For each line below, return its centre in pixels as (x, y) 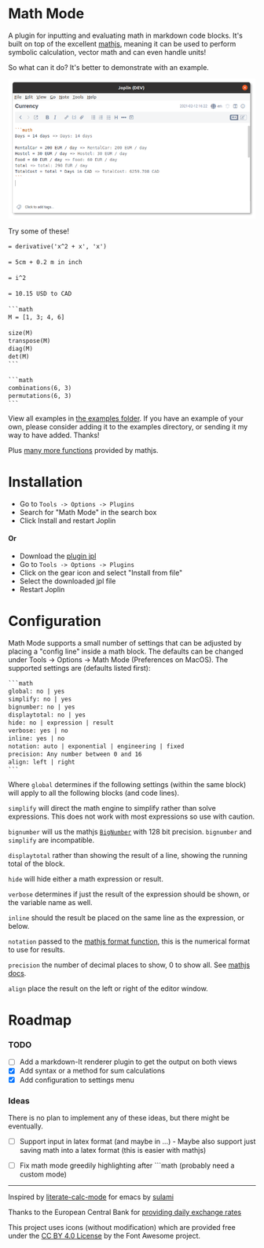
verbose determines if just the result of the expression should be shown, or (129, 894)
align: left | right (42, 762)
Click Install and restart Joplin (68, 521)
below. (19, 926)
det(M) (19, 356)
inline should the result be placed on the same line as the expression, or (126, 918)
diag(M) (21, 348)
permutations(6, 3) (40, 396)
